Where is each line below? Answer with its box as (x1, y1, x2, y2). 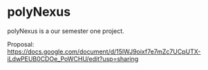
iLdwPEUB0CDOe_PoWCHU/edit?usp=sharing (7, 54, 139, 62)
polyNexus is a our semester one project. (7, 27, 124, 35)
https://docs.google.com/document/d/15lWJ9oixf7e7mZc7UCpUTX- (7, 47, 201, 56)
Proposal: (7, 40, 35, 48)
